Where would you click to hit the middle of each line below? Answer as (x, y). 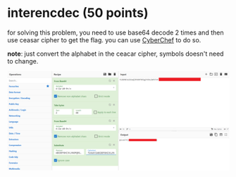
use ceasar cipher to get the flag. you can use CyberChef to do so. (104, 39)
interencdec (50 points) (78, 13)
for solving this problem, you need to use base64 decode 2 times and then (116, 32)
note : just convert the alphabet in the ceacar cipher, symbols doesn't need (116, 54)
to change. (23, 61)
